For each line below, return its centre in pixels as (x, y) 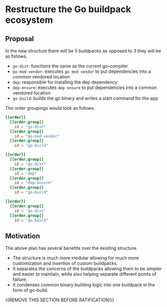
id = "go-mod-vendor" (37, 136)
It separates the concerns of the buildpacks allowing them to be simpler (87, 269)
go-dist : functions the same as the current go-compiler (70, 66)
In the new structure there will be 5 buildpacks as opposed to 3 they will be (83, 51)
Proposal (20, 39)
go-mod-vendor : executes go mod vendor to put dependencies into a (82, 71)
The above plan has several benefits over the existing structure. (71, 248)
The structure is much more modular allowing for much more (76, 258)
